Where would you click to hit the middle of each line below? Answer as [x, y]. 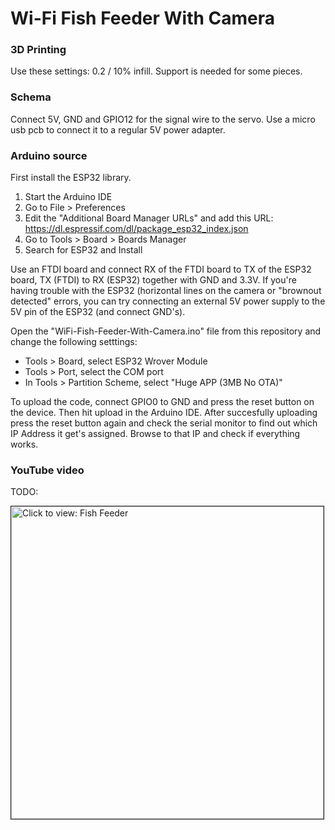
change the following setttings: [74, 342]
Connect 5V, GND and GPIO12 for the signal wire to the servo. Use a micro [163, 119]
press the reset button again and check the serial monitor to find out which [164, 423]
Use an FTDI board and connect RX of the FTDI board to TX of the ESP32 [161, 269]
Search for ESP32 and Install [83, 250]
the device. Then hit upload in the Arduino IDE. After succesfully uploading [164, 413]
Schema [31, 97]
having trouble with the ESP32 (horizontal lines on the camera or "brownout [166, 291]
